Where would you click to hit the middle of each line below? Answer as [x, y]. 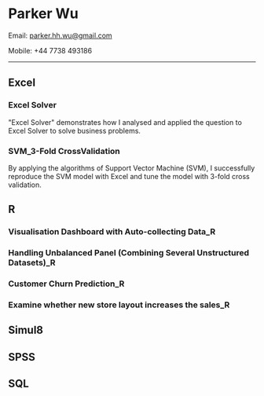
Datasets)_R [32, 262]
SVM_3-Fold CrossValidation [64, 151]
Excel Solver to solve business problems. [75, 130]
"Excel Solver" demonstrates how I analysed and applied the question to [125, 122]
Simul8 [26, 330]
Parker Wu [43, 14]
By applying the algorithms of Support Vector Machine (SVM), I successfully [132, 168]
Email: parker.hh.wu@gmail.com [60, 35]
